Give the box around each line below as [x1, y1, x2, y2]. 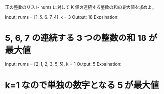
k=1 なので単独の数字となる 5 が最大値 [5, 80, 159, 91]
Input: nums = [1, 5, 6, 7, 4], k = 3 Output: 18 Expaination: [5, 14, 119, 19]
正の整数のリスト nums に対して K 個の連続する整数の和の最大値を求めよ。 [5, 4, 156, 10]
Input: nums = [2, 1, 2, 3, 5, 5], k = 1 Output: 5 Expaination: [5, 61, 122, 67]
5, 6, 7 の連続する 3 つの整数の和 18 [5, 33, 147, 44]
